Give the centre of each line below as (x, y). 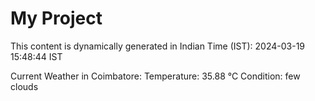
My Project (56, 18)
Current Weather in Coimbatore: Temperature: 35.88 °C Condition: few (155, 76)
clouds (24, 86)
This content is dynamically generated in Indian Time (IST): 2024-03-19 (158, 46)
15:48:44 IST (36, 56)
